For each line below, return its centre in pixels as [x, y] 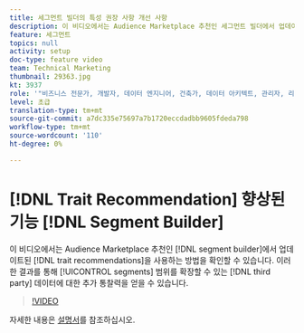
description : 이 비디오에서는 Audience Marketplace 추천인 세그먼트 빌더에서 [142, 26]
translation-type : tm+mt [56, 110]
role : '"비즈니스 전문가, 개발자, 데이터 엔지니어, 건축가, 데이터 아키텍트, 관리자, [147, 93]
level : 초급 [30, 102]
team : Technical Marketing [60, 69]
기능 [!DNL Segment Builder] [117, 222]
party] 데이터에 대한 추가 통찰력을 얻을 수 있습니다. [99, 282]
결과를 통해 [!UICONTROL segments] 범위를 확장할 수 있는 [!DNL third [145, 271]
